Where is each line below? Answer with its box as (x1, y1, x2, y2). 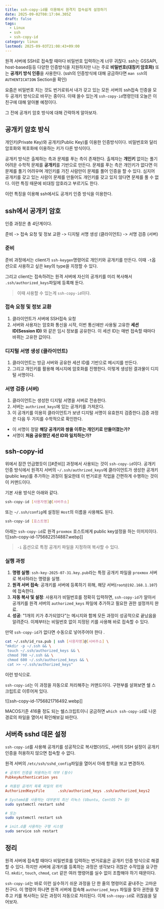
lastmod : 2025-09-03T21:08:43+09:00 (5, 44, 80, 49)
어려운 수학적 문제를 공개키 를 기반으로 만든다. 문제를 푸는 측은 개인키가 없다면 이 (5, 162, 158, 168)
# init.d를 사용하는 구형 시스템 (5, 824, 63, 829)
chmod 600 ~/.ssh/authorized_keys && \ (7, 657, 89, 662)
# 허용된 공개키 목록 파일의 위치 (5, 784, 62, 789)
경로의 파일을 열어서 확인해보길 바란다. (5, 714, 78, 720)
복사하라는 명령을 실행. (17, 576, 61, 582)
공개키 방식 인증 (10, 70, 40, 76)
